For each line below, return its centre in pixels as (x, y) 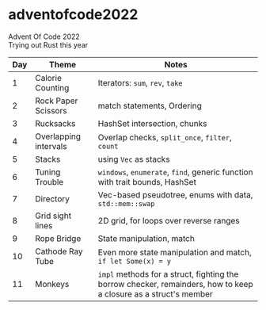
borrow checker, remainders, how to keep (175, 284)
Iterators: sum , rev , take (141, 82)
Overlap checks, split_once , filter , (165, 137)
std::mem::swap (126, 203)
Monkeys (52, 284)
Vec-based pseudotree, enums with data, (175, 194)
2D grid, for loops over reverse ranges (169, 220)
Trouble (49, 182)
